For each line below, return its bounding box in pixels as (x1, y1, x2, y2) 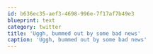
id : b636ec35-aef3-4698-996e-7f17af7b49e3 (7, 10, 135, 18)
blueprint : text (7, 17, 55, 24)
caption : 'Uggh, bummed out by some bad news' (7, 36, 147, 43)
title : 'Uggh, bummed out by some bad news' (7, 29, 141, 37)
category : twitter (7, 23, 62, 30)
